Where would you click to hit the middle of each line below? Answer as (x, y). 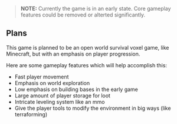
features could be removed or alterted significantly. (83, 15)
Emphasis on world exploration (52, 83)
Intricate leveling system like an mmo (60, 102)
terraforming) (31, 114)
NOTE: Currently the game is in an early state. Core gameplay (96, 9)
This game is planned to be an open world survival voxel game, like (88, 47)
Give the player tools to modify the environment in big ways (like (93, 108)
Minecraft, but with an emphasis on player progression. (73, 54)
